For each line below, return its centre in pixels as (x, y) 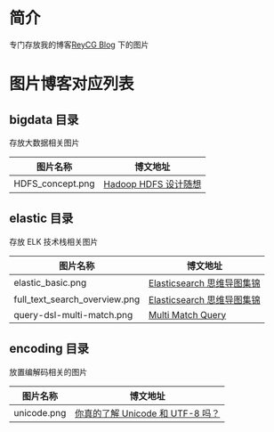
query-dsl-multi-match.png (73, 314)
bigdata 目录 (44, 120)
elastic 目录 (41, 219)
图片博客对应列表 (72, 84)
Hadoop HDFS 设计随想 (153, 183)
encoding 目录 (49, 349)
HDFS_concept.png (54, 183)
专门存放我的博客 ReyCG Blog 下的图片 (79, 45)
